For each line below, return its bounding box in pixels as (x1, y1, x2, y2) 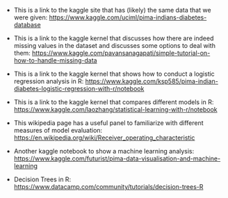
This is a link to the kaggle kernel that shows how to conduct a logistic (13, 69, 215, 78)
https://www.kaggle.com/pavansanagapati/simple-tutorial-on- (32, 49, 211, 57)
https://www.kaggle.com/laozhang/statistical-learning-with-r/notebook (13, 106, 218, 113)
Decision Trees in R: (13, 175, 72, 183)
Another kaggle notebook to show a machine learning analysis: (13, 147, 195, 155)
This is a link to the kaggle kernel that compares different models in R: (13, 98, 214, 106)
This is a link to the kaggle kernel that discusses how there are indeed (13, 34, 214, 42)
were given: (13, 13, 48, 22)
